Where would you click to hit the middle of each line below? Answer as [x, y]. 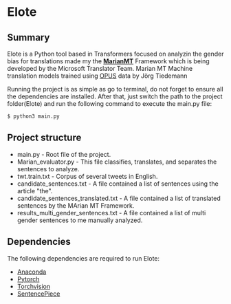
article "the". [35, 191]
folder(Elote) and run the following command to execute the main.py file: [109, 104]
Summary [29, 37]
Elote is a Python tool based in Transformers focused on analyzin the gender [115, 54]
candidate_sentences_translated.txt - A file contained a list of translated [119, 198]
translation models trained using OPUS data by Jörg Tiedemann [97, 76]
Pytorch [28, 279]
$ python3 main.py [33, 116]
